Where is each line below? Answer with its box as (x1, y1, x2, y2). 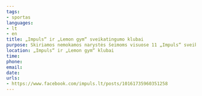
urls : (6, 75, 20, 81)
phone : (6, 58, 23, 64)
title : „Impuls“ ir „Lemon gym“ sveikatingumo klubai (6, 36, 144, 42)
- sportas (6, 14, 31, 20)
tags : (6, 8, 20, 15)
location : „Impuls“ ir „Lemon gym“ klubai (6, 48, 114, 54)
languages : (6, 20, 34, 26)
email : (6, 64, 23, 70)
